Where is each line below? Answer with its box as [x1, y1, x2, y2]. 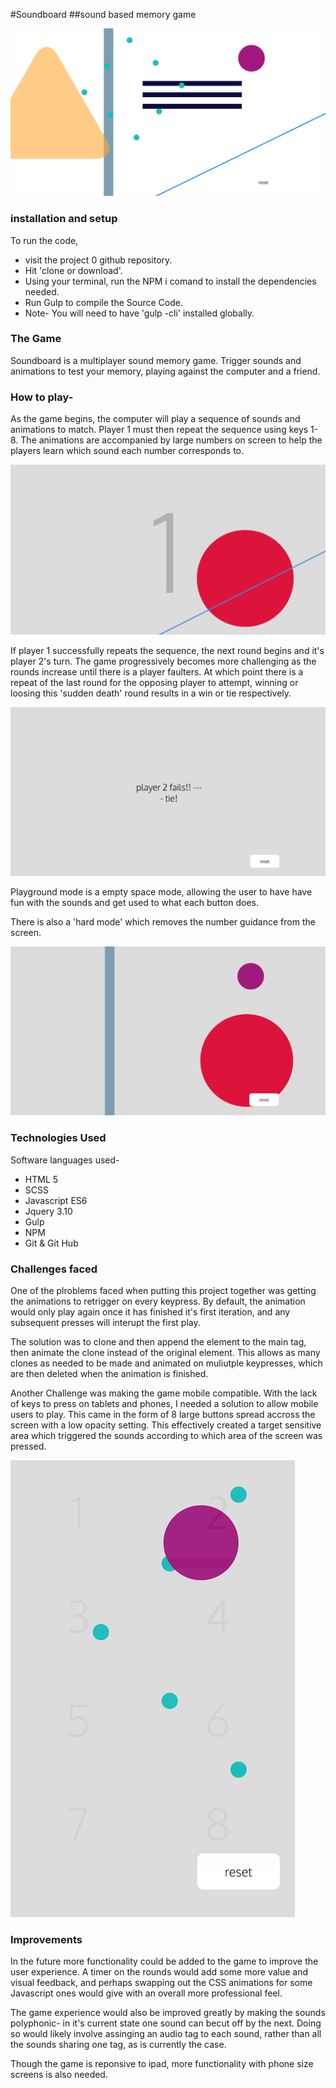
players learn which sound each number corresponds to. [10, 445, 245, 457]
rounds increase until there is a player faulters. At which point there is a [10, 665, 304, 678]
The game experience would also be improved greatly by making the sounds [10, 2007, 326, 2019]
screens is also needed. [10, 2069, 108, 2081]
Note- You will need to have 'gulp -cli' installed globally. [24, 307, 255, 319]
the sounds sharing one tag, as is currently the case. [10, 2039, 227, 2051]
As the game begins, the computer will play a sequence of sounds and [10, 413, 301, 425]
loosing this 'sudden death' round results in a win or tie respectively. [10, 687, 292, 699]
